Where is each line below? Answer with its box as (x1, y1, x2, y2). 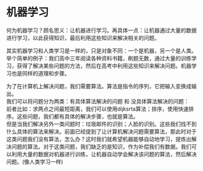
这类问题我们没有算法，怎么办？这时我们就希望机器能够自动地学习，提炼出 (6, 135, 192, 143)
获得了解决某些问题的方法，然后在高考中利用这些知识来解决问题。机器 (16, 62, 192, 69)
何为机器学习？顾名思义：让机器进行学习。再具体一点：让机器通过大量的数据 (6, 27, 197, 34)
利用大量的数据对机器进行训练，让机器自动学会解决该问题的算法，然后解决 (11, 150, 197, 158)
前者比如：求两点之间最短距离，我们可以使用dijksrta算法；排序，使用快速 (6, 105, 189, 112)
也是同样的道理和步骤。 (11, 69, 70, 77)
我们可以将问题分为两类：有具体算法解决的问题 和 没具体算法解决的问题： (6, 97, 189, 105)
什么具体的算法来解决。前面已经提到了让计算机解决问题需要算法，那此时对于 (6, 127, 197, 135)
